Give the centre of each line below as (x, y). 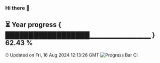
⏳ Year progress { (33, 25)
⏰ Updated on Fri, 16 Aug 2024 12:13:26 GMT (52, 55)
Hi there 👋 (18, 8)
